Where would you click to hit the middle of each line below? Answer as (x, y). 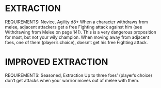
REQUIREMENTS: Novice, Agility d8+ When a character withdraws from (77, 22)
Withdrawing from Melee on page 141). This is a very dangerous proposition (81, 32)
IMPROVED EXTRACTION (56, 62)
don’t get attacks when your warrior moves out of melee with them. (72, 80)
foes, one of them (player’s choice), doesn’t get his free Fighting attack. (76, 42)
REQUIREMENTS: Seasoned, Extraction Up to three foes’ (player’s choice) (79, 75)
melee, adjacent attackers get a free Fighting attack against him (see (73, 27)
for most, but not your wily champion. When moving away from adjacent (77, 37)
